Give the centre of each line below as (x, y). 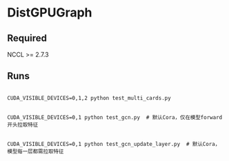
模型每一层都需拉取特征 (36, 151)
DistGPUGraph (50, 13)
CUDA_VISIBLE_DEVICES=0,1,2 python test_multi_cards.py (89, 98)
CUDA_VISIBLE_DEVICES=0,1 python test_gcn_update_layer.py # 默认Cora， (114, 144)
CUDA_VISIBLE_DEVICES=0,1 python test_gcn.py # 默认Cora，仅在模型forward (115, 117)
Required (27, 38)
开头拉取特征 (23, 125)
